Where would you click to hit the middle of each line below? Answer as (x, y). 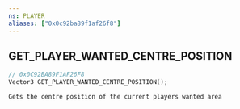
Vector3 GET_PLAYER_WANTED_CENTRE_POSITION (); (88, 82)
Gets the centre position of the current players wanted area (115, 97)
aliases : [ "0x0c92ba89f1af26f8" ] (65, 23)
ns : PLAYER (27, 16)
